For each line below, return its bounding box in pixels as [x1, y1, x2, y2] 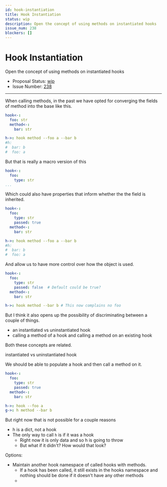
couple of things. [5, 317, 40, 323]
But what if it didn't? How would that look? [19, 443, 106, 449]
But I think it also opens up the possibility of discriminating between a [5, 312, 148, 318]
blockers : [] [5, 30, 32, 35]
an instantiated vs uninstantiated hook [12, 327, 90, 333]
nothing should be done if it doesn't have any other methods [19, 473, 144, 479]
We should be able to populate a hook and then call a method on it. [5, 361, 143, 367]
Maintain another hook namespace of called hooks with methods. [12, 462, 147, 468]
